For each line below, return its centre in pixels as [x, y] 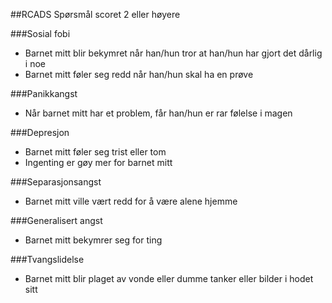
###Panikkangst [44, 93]
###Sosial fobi [40, 33]
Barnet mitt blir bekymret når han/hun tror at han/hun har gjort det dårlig [173, 53]
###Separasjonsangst [56, 182]
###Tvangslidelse [47, 259]
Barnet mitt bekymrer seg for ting [93, 240]
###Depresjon [40, 132]
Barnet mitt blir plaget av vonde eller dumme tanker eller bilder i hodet [169, 278]
